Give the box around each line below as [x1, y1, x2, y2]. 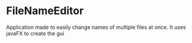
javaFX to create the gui [6, 29, 65, 37]
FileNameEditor [6, 4, 84, 18]
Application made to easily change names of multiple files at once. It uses [6, 24, 186, 31]
